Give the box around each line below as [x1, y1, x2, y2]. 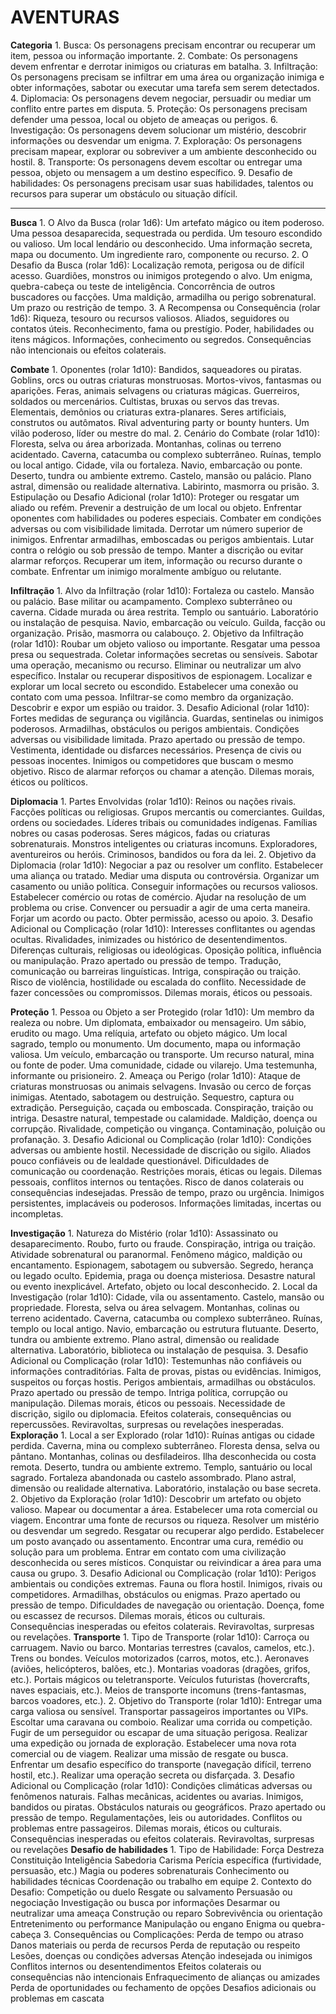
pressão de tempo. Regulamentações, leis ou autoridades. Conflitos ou [10, 1811, 303, 1823]
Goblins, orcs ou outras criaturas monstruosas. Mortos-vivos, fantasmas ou [10, 374, 322, 386]
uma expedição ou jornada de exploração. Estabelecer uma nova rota [10, 1737, 297, 1749]
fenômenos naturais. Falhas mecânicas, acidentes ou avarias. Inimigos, [10, 1790, 304, 1802]
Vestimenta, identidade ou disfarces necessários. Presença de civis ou [10, 744, 302, 756]
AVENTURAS [10, 6, 120, 29]
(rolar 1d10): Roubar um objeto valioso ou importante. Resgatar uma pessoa [10, 637, 321, 650]
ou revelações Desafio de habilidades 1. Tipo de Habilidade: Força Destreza [10, 1843, 325, 1855]
